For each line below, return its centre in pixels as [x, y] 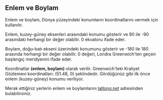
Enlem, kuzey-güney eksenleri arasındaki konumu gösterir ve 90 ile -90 [77, 34]
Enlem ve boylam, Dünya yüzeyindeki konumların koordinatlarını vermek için [81, 19]
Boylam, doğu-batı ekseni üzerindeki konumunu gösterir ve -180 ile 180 [77, 49]
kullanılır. [14, 25]
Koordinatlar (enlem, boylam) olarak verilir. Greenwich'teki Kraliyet [72, 68]
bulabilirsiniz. [18, 93]
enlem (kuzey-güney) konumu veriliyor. [45, 79]
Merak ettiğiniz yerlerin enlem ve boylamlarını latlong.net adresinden [74, 88]
